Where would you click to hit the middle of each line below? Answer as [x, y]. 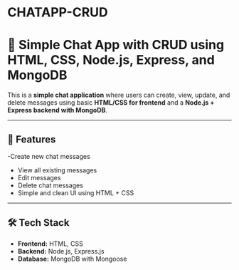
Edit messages [39, 177]
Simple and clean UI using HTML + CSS [76, 192]
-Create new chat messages [49, 156]
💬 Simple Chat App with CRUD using [116, 45]
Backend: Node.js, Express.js [61, 251]
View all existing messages [57, 170]
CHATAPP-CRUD [58, 12]
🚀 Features [32, 139]
